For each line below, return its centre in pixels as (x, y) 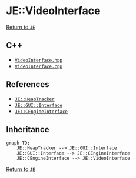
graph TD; (18, 143)
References (28, 84)
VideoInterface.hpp (39, 60)
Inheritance (28, 130)
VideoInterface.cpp (39, 66)
